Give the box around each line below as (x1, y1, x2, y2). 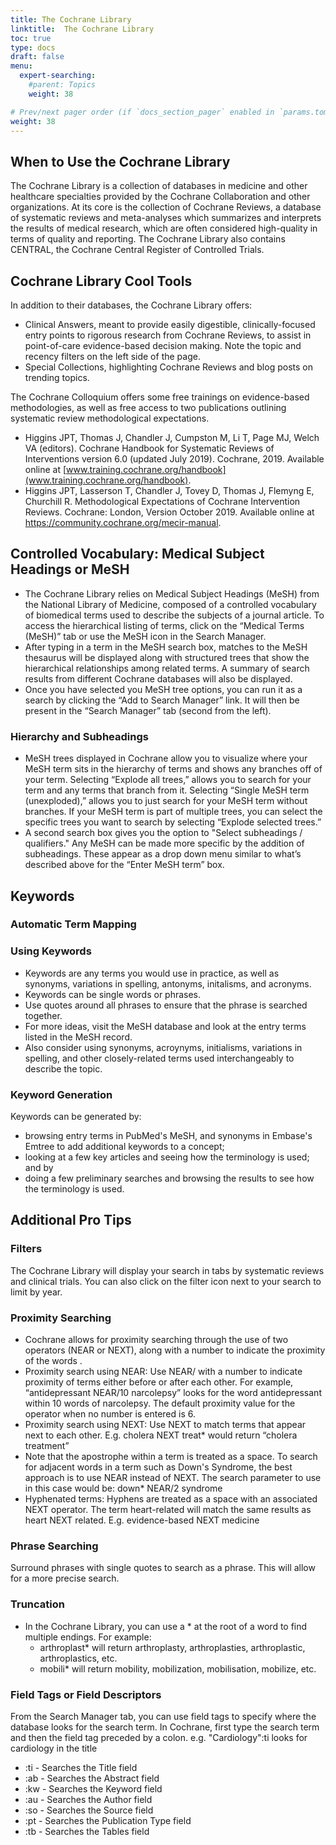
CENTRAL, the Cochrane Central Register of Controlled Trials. (10, 244, 265, 256)
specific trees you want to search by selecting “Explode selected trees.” (24, 816, 322, 828)
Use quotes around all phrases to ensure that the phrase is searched (24, 999, 308, 1011)
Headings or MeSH (10, 561, 130, 578)
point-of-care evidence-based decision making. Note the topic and (24, 340, 302, 351)
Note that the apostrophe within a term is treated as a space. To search (24, 1451, 318, 1462)
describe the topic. (24, 1062, 103, 1075)
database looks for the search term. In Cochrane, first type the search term (10, 1721, 320, 1733)
